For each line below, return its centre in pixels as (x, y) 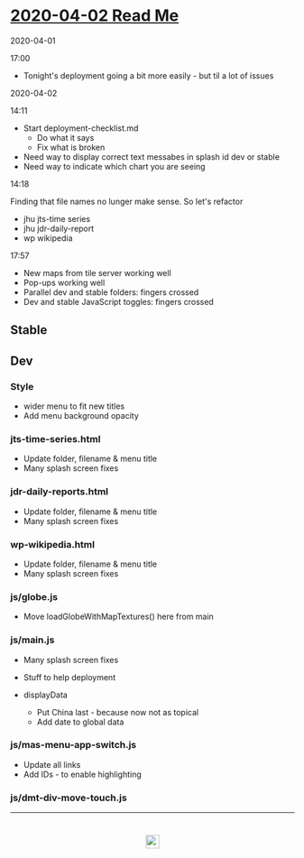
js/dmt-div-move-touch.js (69, 798)
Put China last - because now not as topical (118, 712)
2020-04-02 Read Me (95, 16)
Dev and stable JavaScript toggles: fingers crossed (119, 301)
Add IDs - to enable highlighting (83, 774)
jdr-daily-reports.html (60, 492)
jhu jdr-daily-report (59, 228)
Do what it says (65, 137)
